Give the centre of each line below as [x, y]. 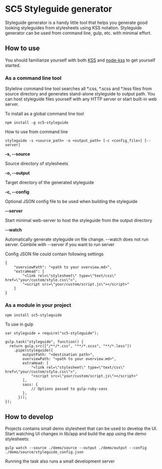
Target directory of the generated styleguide [50, 182]
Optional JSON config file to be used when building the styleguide [71, 201]
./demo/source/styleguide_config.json [44, 452]
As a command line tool [33, 78]
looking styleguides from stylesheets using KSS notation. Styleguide [73, 27]
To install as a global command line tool [45, 114]
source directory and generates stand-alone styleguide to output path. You [80, 94]
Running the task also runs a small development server [60, 461]
